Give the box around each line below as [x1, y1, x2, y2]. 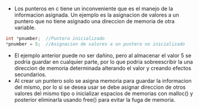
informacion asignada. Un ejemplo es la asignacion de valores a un [14, 11, 179, 18]
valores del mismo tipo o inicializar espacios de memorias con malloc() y [14, 89, 194, 97]
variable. [14, 24, 36, 31]
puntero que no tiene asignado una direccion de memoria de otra [14, 18, 174, 24]
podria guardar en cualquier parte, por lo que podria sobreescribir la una [14, 58, 194, 65]
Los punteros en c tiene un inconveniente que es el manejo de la [14, 5, 173, 12]
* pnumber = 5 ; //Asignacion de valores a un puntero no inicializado [5, 41, 185, 47]
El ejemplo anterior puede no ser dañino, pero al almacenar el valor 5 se [14, 52, 192, 59]
